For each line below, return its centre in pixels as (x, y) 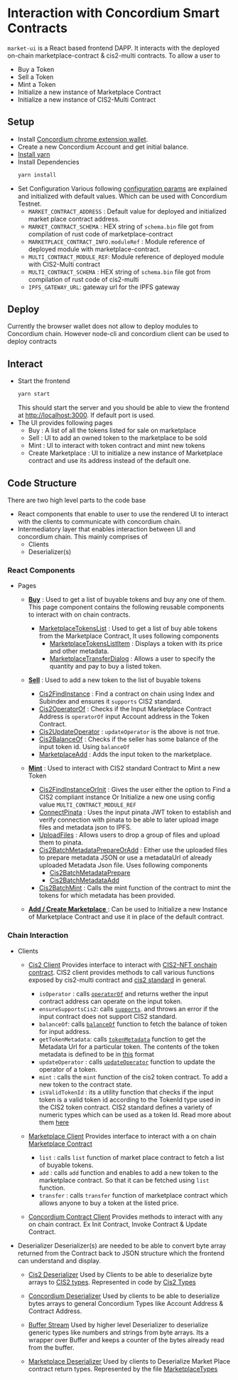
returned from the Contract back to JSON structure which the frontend (121, 1253)
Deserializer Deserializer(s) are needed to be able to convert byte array (121, 1245)
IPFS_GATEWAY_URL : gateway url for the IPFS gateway (104, 287)
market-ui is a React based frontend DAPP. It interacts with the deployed (114, 48)
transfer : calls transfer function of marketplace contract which (133, 1195)
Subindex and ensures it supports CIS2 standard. (110, 701)
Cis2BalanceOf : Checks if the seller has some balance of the (129, 739)
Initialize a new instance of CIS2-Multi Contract (87, 99)
